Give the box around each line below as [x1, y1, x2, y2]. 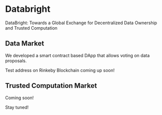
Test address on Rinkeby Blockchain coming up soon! [5, 67, 115, 73]
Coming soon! [5, 95, 34, 101]
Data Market [5, 39, 44, 48]
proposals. [5, 58, 27, 64]
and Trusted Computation [5, 25, 58, 31]
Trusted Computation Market [5, 81, 97, 90]
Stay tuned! [5, 104, 29, 110]
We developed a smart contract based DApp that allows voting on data [5, 52, 150, 58]
